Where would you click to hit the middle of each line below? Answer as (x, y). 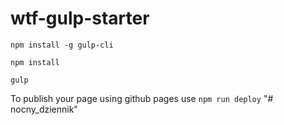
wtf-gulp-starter (80, 18)
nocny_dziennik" (44, 109)
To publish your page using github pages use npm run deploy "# (142, 98)
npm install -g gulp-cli (62, 45)
